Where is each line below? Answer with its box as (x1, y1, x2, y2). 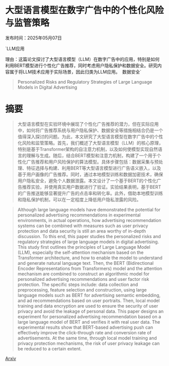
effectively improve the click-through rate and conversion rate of (17, 329, 152, 335)
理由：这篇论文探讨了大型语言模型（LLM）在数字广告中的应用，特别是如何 (5, 56, 160, 62)
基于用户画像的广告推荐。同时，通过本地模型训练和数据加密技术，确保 (17, 171, 163, 177)
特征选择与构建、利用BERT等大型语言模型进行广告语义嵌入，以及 (26, 165, 161, 171)
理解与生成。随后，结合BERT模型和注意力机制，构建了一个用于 (26, 152, 157, 159)
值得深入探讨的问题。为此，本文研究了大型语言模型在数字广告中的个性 (17, 133, 163, 139)
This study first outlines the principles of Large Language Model (17, 244, 151, 250)
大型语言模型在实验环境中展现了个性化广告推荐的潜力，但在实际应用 (17, 121, 159, 127)
